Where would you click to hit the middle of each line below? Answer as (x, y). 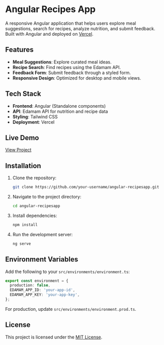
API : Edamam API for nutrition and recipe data (60, 111)
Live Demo (22, 138)
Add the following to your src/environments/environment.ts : (67, 271)
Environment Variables (42, 260)
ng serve (22, 244)
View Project (18, 150)
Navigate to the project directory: (47, 197)
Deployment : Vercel (33, 122)
